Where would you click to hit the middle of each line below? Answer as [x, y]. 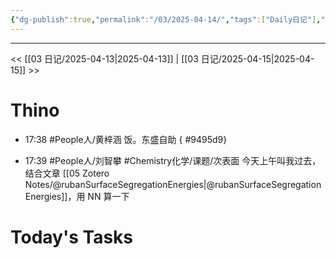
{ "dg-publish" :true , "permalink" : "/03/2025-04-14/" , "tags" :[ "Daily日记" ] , [166, 19]
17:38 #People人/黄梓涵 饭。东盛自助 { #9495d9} [126, 139]
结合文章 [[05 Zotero [67, 173]
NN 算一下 [108, 196]
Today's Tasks [72, 237]
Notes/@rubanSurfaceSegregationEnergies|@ [120, 184]
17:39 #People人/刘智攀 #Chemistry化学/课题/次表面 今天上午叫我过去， [173, 160]
